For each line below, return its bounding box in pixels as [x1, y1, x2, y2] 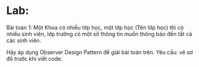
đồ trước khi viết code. [6, 55, 63, 62]
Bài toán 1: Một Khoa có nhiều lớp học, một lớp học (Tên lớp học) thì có [6, 24, 184, 31]
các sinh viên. [6, 37, 41, 44]
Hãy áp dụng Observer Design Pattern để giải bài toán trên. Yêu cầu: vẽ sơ [6, 48, 193, 55]
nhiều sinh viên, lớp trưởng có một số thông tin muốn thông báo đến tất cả [6, 30, 193, 37]
